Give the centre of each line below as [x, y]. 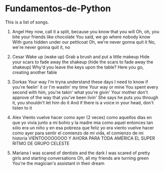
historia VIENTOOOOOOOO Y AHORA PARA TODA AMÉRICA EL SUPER [83, 138]
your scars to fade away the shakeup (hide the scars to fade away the [82, 62]
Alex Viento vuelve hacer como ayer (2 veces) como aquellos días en [82, 117]
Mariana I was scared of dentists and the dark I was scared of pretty [81, 153]
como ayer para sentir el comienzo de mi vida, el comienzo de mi [78, 133]
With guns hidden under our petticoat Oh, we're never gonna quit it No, [84, 42]
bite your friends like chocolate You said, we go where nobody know [81, 37]
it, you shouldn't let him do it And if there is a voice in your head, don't [83, 102]
